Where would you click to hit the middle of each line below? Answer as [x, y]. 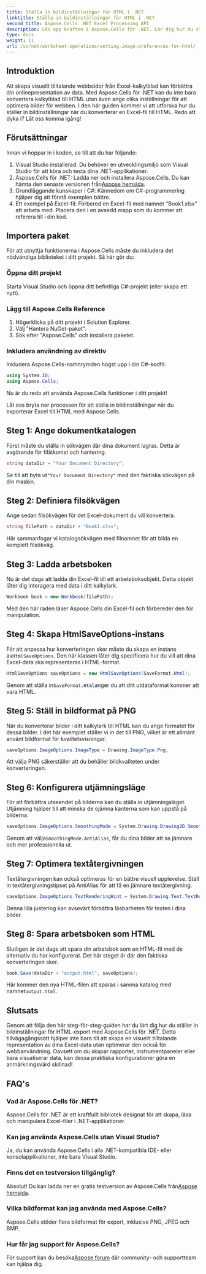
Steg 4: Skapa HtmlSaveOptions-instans [85, 635]
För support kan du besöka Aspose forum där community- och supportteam [101, 1257]
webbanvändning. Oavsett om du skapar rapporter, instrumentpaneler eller [101, 1051]
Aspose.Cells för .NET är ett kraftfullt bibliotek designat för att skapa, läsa [99, 1115]
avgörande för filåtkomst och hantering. [56, 452]
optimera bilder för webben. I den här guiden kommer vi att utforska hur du [101, 106]
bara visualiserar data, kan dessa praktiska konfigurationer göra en [91, 1058]
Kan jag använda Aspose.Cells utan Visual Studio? [83, 1137]
